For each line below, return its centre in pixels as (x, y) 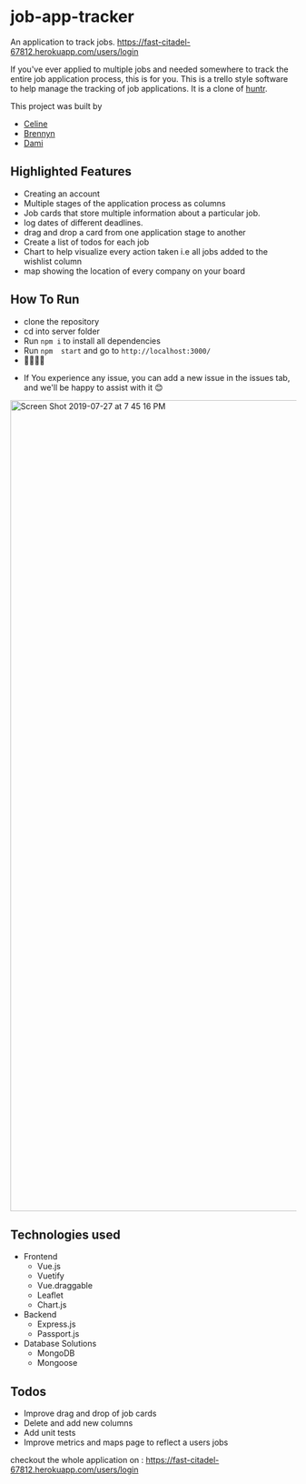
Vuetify (50, 1276)
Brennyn (39, 133)
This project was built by (56, 105)
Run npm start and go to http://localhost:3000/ (117, 350)
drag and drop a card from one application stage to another (134, 232)
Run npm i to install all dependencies (92, 341)
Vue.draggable (65, 1286)
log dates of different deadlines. (83, 222)
